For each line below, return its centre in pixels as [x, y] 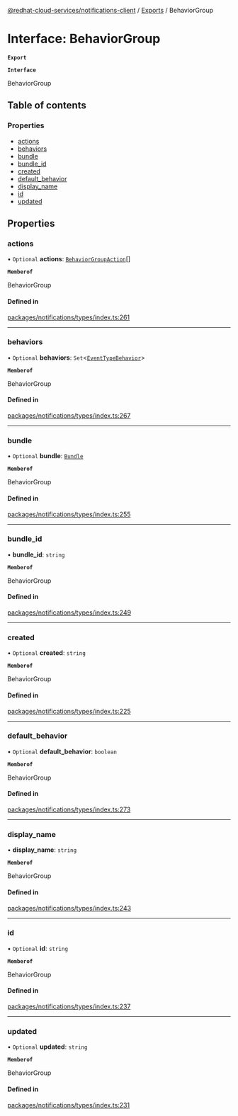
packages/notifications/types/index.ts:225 [69, 711]
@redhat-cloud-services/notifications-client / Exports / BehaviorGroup [110, 10]
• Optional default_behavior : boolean [62, 751]
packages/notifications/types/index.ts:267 [69, 416]
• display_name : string [42, 850]
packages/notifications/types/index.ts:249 [69, 613]
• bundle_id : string [36, 554]
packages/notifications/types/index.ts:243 [69, 908]
